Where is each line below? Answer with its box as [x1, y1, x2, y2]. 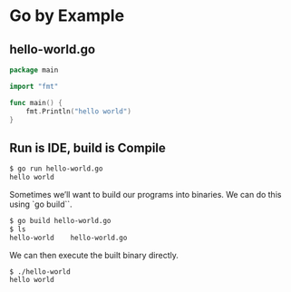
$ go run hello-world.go [9, 164, 103, 173]
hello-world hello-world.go [9, 233, 128, 242]
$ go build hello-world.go [9, 216, 112, 225]
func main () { [9, 98, 63, 107]
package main [9, 65, 59, 74]
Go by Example [9, 5, 125, 26]
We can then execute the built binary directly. [9, 249, 179, 260]
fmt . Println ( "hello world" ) [25, 106, 131, 116]
